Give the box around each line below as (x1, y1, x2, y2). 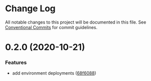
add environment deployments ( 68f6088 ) (12, 70, 96, 76)
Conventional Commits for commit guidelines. (5, 24, 97, 30)
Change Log (5, 3, 56, 14)
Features (5, 59, 27, 66)
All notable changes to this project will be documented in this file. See (5, 19, 147, 25)
